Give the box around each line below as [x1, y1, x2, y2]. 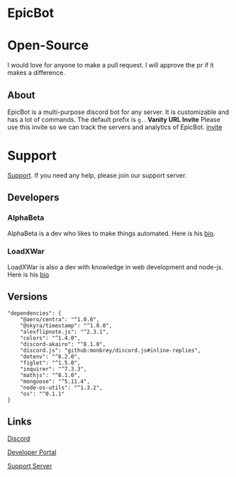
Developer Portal [7, 448, 57, 456]
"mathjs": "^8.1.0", [20, 371, 81, 378]
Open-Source [7, 38, 89, 54]
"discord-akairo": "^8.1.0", [20, 340, 106, 348]
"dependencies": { [7, 310, 62, 317]
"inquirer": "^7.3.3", [20, 365, 87, 373]
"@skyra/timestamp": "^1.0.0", [20, 322, 113, 329]
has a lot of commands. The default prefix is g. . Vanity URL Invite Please [7, 115, 221, 123]
